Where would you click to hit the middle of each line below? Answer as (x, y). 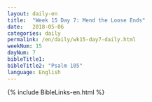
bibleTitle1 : (26, 59)
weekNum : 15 (25, 46)
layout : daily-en (33, 14)
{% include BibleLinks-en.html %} (56, 92)
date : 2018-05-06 (36, 27)
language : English (34, 72)
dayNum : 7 (22, 53)
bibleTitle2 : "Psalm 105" (45, 66)
